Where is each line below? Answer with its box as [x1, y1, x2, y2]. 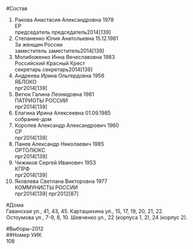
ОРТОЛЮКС [14, 147, 46, 154]
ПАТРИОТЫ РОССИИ [14, 97, 69, 104]
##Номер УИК [6, 231, 42, 238]
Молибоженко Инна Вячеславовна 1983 [14, 54, 116, 60]
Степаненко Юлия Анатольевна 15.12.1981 [14, 35, 118, 41]
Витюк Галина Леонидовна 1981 [14, 91, 94, 98]
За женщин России [14, 41, 63, 48]
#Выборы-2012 [6, 225, 44, 232]
